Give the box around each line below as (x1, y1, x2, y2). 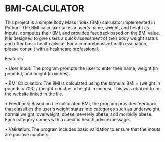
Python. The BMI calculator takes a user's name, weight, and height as (5, 24, 149, 30)
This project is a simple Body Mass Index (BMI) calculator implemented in (5, 19, 155, 25)
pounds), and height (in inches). (5, 70, 70, 76)
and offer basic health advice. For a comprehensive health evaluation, (5, 40, 148, 46)
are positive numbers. (5, 131, 50, 137)
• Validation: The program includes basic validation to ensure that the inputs (5, 126, 161, 132)
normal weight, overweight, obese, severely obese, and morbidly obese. (5, 111, 153, 117)
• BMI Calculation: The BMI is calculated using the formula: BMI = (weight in (5, 80, 160, 86)
